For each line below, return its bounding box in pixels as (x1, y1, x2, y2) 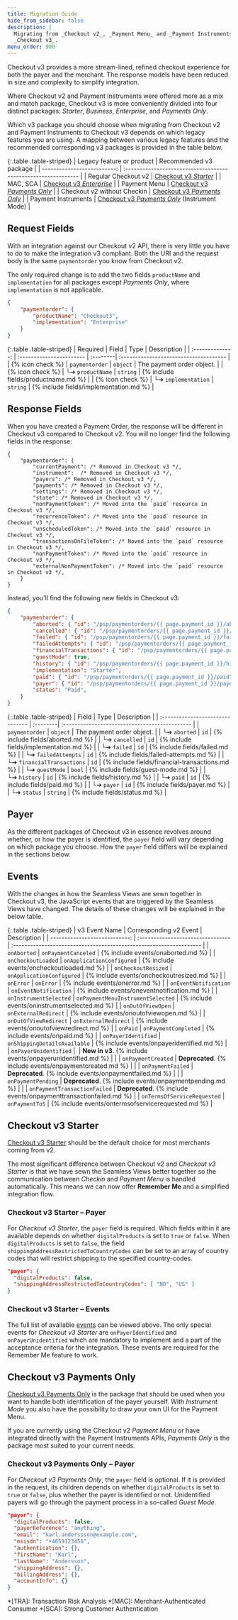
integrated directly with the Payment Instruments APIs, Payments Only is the (7, 1434, 230, 1443)
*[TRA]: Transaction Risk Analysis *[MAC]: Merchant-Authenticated (7, 1597, 206, 1606)
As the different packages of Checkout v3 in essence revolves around (7, 827, 211, 836)
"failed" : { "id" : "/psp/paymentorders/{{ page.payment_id (33, 634, 211, 641)
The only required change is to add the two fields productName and (7, 270, 200, 279)
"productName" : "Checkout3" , (33, 312, 119, 319)
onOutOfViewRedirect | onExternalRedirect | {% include (7, 1016, 168, 1025)
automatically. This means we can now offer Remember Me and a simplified (7, 1182, 229, 1191)
